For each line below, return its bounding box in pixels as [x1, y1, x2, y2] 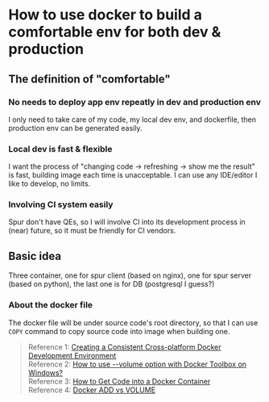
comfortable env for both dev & [8, 23, 221, 41]
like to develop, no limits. [8, 179, 91, 189]
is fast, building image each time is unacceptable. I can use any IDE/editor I [8, 170, 258, 180]
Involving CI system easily [8, 199, 114, 211]
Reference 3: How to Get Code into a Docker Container [27, 376, 211, 386]
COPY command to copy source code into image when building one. [8, 326, 230, 336]
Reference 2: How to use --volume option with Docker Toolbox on [27, 359, 247, 369]
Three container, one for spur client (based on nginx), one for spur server [8, 270, 252, 280]
